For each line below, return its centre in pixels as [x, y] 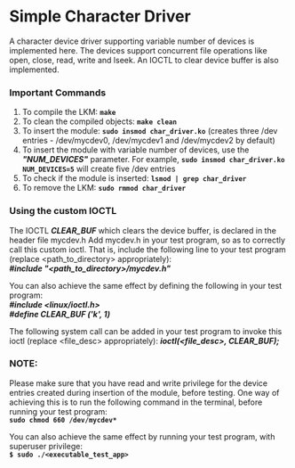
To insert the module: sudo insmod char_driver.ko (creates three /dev [150, 131]
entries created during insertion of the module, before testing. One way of [144, 392]
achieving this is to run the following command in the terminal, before [136, 402]
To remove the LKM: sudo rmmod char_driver [104, 188]
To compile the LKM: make [69, 112]
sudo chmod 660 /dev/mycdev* [63, 420]
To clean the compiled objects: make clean [100, 121]
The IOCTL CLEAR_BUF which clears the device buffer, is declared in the [143, 230]
